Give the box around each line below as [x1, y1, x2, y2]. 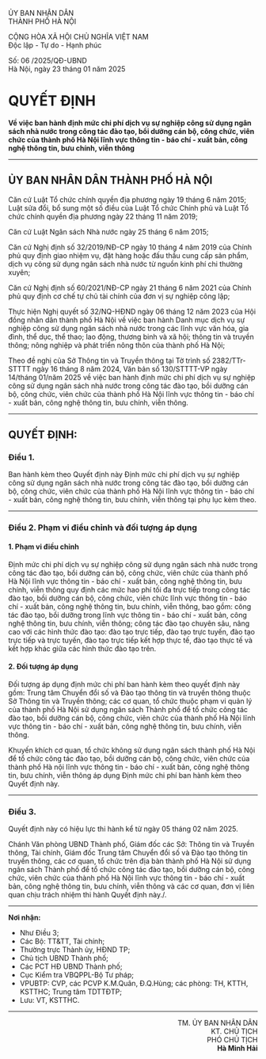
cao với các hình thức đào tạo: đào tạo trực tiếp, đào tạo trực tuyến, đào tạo [8, 627, 256, 636]
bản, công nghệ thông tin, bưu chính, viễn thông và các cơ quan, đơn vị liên [8, 882, 255, 891]
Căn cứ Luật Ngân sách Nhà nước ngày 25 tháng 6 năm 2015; [8, 227, 209, 236]
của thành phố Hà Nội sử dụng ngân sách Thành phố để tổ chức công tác [8, 704, 248, 714]
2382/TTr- [212, 356, 246, 365]
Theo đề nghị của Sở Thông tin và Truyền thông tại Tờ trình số [8, 356, 211, 365]
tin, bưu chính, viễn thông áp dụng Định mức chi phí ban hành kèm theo [8, 770, 241, 780]
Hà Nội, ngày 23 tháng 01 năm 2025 [8, 64, 126, 74]
